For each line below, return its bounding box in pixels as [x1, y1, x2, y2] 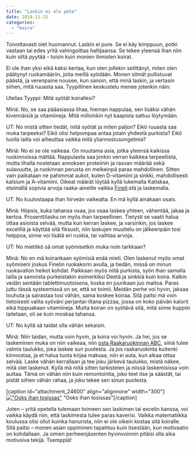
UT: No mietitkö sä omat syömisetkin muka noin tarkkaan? [6, 243, 146, 250]
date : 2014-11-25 [6, 14, 49, 20]
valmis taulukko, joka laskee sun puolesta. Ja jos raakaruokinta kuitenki [6, 346, 178, 353]
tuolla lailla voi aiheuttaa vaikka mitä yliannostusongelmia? [6, 136, 146, 143]
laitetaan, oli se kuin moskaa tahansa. [6, 310, 97, 317]
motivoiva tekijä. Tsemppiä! [6, 437, 72, 444]
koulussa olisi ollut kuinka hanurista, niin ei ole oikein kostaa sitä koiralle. [6, 418, 181, 425]
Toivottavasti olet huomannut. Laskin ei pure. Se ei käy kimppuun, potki [6, 41, 178, 48]
